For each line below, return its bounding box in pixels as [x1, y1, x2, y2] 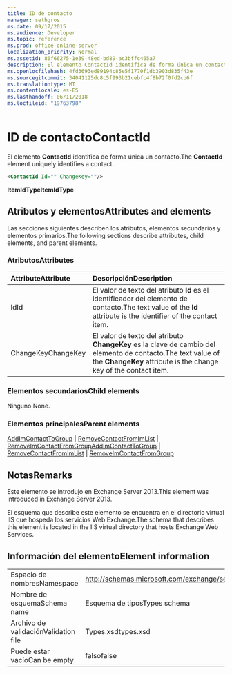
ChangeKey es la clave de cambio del [92, 339, 216, 349]
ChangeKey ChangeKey [10, 348, 86, 357]
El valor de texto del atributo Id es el [92, 285, 209, 295]
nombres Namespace [10, 579, 79, 588]
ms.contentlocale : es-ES [7, 87, 79, 94]
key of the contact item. [92, 365, 169, 375]
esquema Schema [10, 598, 68, 608]
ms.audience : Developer [7, 29, 76, 37]
